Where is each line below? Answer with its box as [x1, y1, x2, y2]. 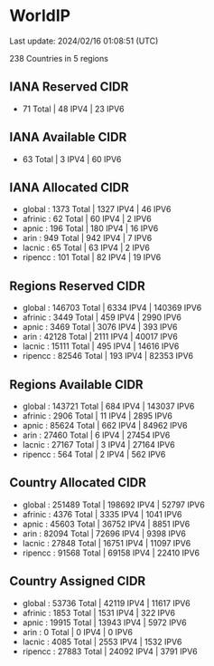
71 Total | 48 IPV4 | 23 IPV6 [22, 103, 125, 114]
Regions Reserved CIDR [9, 278, 146, 294]
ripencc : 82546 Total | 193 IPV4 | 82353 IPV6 [22, 351, 194, 362]
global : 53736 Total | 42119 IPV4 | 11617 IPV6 [22, 597, 191, 608]
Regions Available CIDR [9, 377, 144, 392]
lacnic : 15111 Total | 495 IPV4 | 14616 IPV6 [22, 341, 180, 352]
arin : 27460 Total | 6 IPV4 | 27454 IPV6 [22, 430, 171, 440]
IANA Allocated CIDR [9, 179, 129, 195]
